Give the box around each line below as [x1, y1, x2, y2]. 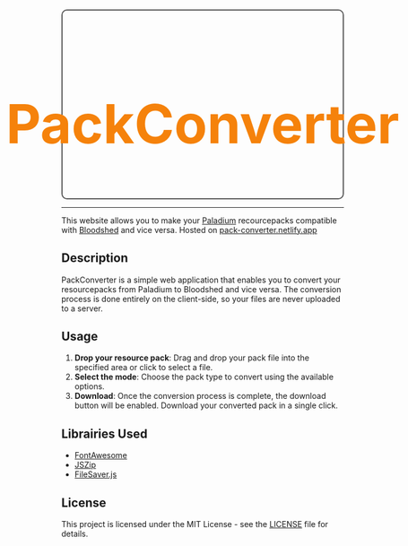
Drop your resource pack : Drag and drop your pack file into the [74, 352, 310, 363]
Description [61, 250, 128, 266]
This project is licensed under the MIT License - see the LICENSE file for [61, 518, 328, 529]
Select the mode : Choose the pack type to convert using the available [74, 371, 334, 383]
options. [74, 381, 105, 392]
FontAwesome [74, 450, 128, 461]
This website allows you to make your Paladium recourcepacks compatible [61, 214, 337, 226]
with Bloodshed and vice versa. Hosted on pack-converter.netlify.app [61, 224, 318, 235]
